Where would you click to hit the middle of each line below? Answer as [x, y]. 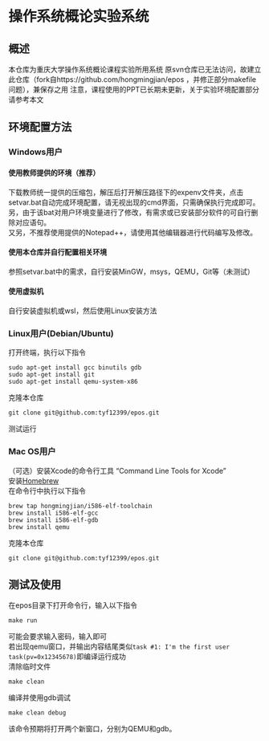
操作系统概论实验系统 [79, 16]
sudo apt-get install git [51, 375]
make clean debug [37, 713]
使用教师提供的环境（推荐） [54, 173]
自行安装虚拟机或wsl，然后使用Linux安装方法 [83, 311]
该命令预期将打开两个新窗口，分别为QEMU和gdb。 [92, 729]
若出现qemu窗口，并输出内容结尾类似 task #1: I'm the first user [119, 646]
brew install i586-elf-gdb [53, 520]
